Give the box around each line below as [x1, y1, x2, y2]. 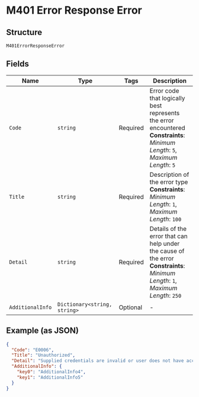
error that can [149, 232, 188, 240]
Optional [118, 303, 143, 312]
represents [149, 109, 180, 117]
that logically [149, 94, 185, 102]
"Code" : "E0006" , [11, 347, 54, 353]
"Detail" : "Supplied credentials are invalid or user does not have [11, 358, 184, 364]
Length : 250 [149, 291, 182, 300]
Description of [149, 170, 190, 179]
